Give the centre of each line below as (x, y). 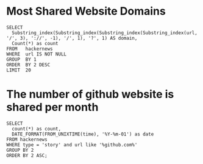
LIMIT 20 (19, 70)
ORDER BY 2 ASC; (27, 155)
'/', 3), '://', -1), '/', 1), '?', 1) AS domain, (72, 38)
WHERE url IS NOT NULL (37, 54)
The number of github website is (90, 94)
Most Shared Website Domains (86, 11)
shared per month (52, 107)
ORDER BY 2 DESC (28, 65)
